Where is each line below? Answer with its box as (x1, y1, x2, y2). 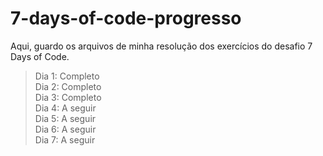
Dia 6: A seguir (34, 123, 97, 135)
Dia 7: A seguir (34, 133, 96, 146)
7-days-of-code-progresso (10, 7, 242, 30)
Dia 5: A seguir (34, 112, 97, 124)
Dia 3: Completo (34, 91, 102, 103)
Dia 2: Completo (34, 80, 102, 92)
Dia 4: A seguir (34, 102, 97, 114)
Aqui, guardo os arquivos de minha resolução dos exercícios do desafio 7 (10, 40, 313, 52)
